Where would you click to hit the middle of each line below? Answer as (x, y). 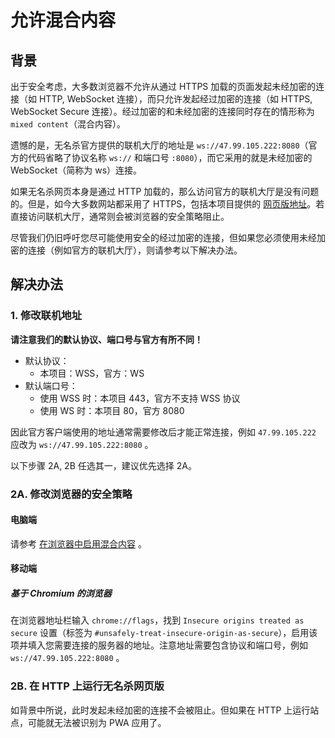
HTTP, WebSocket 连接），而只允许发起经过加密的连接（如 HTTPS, (175, 99)
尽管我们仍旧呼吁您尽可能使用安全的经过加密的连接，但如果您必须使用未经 (163, 237)
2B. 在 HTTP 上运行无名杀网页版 (87, 686)
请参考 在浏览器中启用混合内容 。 (78, 543)
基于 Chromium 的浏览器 (61, 593)
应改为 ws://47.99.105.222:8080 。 (82, 444)
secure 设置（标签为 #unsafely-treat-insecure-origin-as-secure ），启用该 (164, 633)
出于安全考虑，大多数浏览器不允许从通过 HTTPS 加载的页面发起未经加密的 (163, 86)
